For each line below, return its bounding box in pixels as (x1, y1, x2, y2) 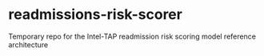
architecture (8, 39, 49, 49)
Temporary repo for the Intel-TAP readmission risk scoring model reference (8, 32, 256, 41)
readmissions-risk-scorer (8, 6, 182, 24)
